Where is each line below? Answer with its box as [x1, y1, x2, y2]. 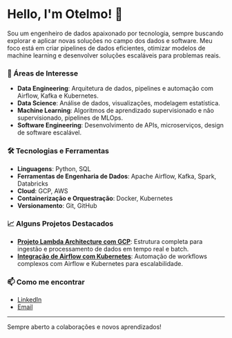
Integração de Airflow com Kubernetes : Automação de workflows [17, 252, 207, 260]
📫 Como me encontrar [7, 277, 85, 287]
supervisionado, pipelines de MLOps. [17, 114, 123, 122]
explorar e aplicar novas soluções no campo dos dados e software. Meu [7, 36, 213, 44]
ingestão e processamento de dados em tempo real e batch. [17, 244, 189, 253]
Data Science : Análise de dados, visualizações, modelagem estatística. [17, 99, 221, 107]
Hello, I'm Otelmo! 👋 [7, 6, 123, 22]
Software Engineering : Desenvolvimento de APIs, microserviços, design [17, 121, 224, 130]
